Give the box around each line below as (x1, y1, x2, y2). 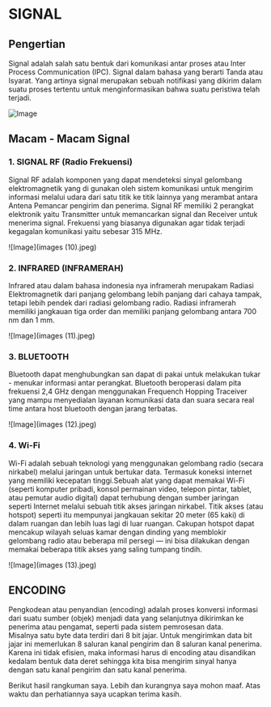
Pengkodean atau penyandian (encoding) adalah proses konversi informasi (8, 605, 259, 615)
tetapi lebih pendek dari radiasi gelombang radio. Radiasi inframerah (8, 297, 236, 308)
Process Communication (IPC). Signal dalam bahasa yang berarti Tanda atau (8, 67, 264, 77)
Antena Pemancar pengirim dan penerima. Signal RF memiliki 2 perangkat (8, 200, 254, 211)
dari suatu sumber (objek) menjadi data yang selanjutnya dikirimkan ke (8, 613, 244, 624)
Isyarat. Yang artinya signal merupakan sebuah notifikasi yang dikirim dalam (8, 76, 262, 85)
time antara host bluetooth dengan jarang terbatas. (8, 404, 178, 414)
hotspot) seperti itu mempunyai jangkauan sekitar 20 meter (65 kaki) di (8, 509, 245, 519)
